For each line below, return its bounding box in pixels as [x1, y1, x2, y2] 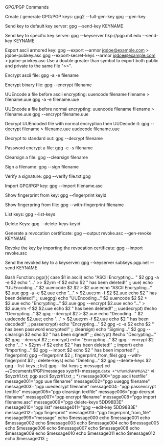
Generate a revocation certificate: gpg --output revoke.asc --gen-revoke [5, 230, 152, 236]
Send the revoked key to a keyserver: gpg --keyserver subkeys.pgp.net [5, 259, 149, 265]
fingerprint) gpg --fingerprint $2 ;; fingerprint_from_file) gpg [5, 352, 126, 358]
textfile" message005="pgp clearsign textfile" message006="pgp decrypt [5, 389, 155, 395]
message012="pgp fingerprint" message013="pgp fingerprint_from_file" [5, 410, 151, 415]
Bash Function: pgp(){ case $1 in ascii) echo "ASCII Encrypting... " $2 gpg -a [5, 274, 159, 280]
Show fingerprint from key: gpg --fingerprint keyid [5, 192, 107, 198]
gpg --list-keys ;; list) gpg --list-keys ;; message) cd [5, 363, 110, 369]
